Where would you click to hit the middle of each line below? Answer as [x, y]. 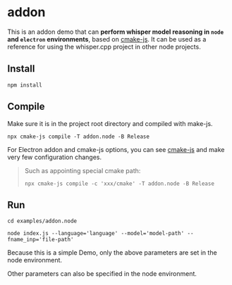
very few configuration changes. [55, 157]
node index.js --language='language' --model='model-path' [96, 234]
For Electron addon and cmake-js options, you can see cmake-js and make [116, 149]
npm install [25, 85]
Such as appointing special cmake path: [83, 170]
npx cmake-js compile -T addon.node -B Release [79, 137]
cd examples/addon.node [42, 221]
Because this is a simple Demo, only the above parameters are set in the [112, 253]
